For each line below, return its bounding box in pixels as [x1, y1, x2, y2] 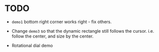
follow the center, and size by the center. [11, 33, 94, 39]
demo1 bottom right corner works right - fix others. [11, 19, 112, 25]
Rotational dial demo [11, 42, 53, 48]
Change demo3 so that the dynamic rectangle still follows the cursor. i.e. [11, 28, 155, 34]
